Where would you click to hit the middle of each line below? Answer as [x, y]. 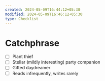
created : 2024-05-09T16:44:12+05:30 [43, 10]
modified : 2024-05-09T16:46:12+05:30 [44, 14]
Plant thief [23, 56]
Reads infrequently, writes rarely [45, 73]
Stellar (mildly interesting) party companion [56, 62]
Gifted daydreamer [31, 68]
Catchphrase [32, 43]
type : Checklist [22, 19]
